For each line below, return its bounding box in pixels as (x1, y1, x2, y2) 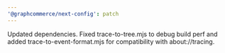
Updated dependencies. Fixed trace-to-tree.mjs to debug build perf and (7, 30, 218, 38)
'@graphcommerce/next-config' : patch (7, 10, 119, 18)
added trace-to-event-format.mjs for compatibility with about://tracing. (7, 37, 215, 46)
